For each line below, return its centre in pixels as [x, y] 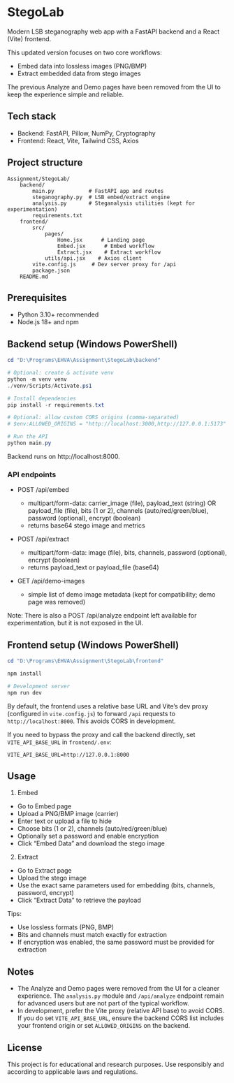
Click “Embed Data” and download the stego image [91, 843]
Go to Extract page [44, 871]
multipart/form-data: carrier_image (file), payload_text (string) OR [122, 503]
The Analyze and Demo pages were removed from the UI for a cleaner [118, 989]
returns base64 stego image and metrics [86, 525]
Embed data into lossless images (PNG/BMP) [82, 66]
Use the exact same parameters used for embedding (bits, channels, [116, 885]
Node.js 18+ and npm [48, 322]
